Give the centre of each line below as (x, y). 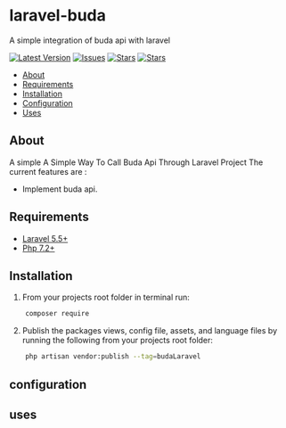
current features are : (48, 171)
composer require (57, 314)
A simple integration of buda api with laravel (90, 40)
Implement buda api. (60, 189)
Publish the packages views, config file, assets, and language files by (150, 331)
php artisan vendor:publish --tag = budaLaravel (113, 357)
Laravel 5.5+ (45, 238)
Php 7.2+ (38, 248)
